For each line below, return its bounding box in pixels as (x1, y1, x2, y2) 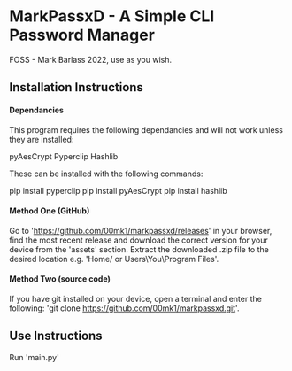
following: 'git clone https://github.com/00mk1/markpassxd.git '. (9, 303, 240, 313)
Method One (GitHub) (9, 205, 90, 216)
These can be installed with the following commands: (9, 168, 204, 179)
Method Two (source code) (9, 274, 111, 284)
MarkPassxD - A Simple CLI (9, 6, 215, 27)
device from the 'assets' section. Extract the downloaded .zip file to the (9, 243, 270, 254)
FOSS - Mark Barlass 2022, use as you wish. (9, 54, 173, 65)
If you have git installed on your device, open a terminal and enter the (9, 293, 263, 304)
